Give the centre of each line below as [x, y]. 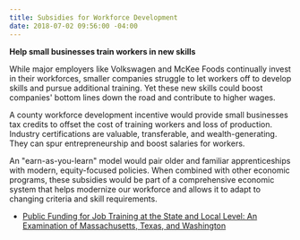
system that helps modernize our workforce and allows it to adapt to [135, 189]
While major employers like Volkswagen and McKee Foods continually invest [150, 69]
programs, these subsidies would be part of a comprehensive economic [142, 179]
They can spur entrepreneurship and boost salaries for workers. [127, 143]
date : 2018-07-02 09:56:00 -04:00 [74, 26]
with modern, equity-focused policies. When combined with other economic [150, 170]
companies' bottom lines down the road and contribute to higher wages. [142, 97]
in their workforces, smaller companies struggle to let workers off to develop [150, 78]
